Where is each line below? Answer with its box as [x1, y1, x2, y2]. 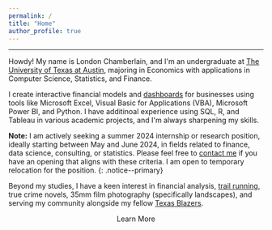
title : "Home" [8, 19, 57, 28]
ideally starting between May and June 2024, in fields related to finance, [8, 139, 250, 150]
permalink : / [8, 11, 53, 20]
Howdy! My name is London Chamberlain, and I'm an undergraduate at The [8, 57, 260, 66]
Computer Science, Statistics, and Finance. [8, 74, 152, 83]
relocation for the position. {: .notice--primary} [8, 165, 164, 175]
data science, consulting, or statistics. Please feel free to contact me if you [8, 148, 257, 158]
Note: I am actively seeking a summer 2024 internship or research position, [8, 131, 261, 141]
